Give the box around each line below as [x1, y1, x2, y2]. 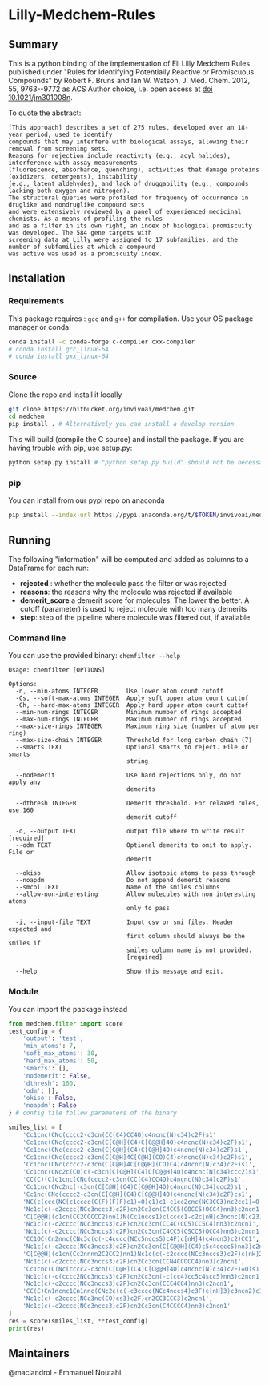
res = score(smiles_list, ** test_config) [8, 1317, 149, 1325]
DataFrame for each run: [8, 563, 90, 573]
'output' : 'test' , [22, 1034, 84, 1042]
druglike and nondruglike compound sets [8, 201, 146, 209]
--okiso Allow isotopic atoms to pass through [15, 869, 256, 877]
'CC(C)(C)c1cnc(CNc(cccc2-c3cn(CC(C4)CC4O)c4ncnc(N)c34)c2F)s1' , [22, 1175, 246, 1184]
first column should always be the [126, 933, 246, 941]
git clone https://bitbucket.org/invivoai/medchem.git [8, 405, 195, 413]
